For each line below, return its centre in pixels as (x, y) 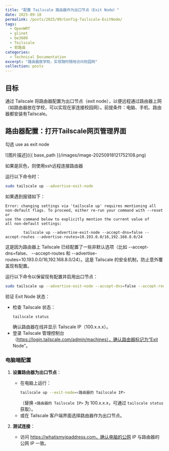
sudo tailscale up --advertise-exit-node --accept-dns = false (71, 286)
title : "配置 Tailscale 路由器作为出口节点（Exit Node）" (62, 10)
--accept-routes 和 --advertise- (64, 253)
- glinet (19, 33)
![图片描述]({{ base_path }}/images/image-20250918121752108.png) (76, 155)
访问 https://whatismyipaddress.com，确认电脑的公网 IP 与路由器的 (90, 437)
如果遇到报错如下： (25, 196)
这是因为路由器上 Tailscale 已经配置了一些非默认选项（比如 (66, 247)
